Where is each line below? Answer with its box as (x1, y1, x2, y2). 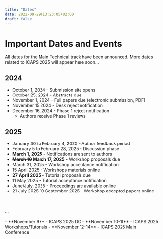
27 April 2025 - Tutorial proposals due (12, 172, 91, 178)
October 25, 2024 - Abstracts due (12, 92, 81, 98)
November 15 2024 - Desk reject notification (12, 102, 103, 109)
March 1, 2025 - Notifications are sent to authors (12, 151, 112, 157)
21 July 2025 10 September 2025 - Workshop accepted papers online (12, 188, 154, 193)
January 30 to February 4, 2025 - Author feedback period (12, 141, 130, 146)
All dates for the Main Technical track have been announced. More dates (5, 54, 153, 60)
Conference (5, 229, 30, 235)
